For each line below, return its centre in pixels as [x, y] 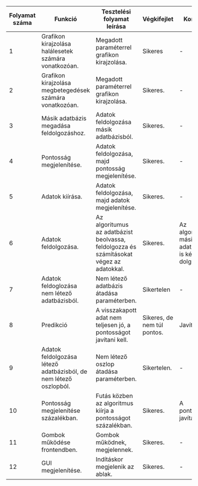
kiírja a [105, 411]
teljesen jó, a [113, 325]
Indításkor [110, 459]
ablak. [104, 474]
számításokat [114, 254]
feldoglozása [59, 286]
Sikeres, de [158, 317]
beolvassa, [111, 239]
